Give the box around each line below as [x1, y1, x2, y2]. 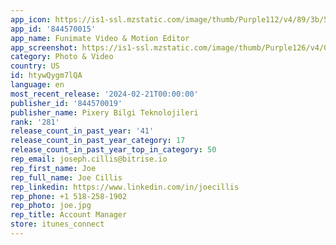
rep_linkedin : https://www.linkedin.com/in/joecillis [10, 182, 240, 192]
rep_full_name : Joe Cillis [10, 172, 123, 183]
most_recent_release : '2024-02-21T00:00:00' [10, 89, 199, 99]
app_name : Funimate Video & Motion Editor [10, 33, 190, 43]
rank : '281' [10, 117, 60, 127]
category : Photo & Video [10, 52, 114, 62]
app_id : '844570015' [10, 24, 97, 34]
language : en [10, 80, 65, 90]
